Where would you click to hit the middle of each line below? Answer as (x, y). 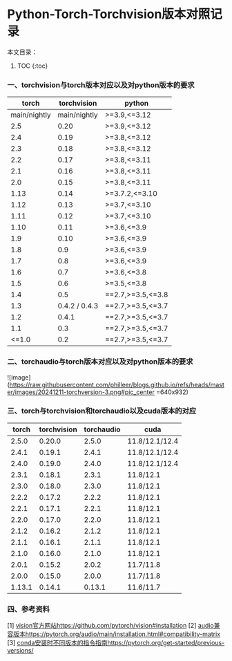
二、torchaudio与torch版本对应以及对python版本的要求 (100, 362)
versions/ (20, 651)
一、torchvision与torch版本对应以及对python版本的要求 (101, 85)
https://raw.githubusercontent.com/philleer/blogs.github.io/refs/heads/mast (117, 384)
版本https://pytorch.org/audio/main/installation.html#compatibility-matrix (117, 634)
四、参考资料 (29, 609)
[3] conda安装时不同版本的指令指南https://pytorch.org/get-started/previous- (116, 643)
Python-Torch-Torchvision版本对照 (109, 14)
